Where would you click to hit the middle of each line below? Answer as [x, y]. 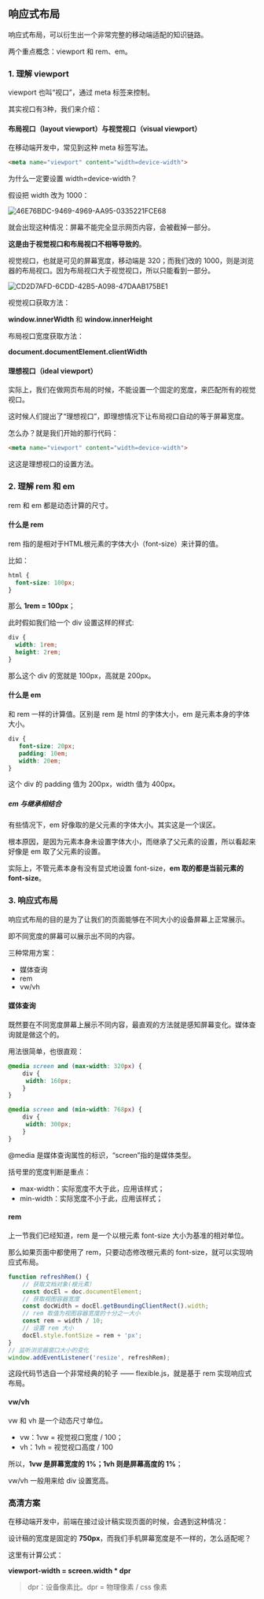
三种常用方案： [32, 952]
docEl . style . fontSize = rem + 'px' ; [82, 1335]
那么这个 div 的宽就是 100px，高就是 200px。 [82, 675]
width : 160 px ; [49, 1081]
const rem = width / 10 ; [63, 1321]
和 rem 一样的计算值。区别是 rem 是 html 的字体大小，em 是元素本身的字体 [129, 714]
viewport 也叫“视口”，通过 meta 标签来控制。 [81, 92]
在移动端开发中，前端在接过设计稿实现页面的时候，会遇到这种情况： [118, 1521]
